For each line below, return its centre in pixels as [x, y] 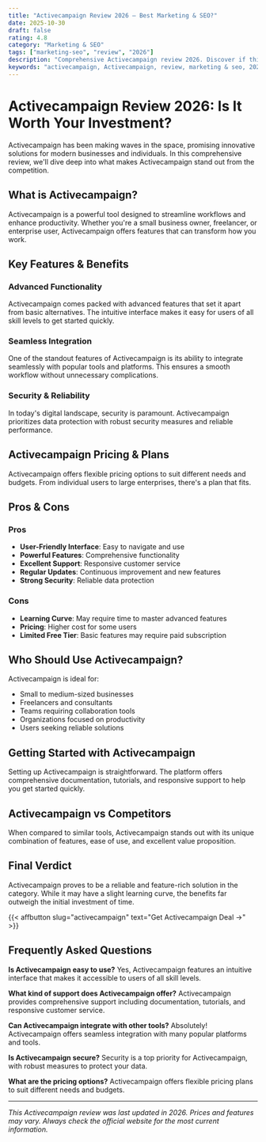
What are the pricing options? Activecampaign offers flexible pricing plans [131, 1081]
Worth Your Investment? [90, 123]
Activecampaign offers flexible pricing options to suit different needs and [127, 474]
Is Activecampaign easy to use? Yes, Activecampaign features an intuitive [130, 969]
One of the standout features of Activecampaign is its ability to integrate [126, 359]
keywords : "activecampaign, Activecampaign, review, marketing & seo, [127, 67]
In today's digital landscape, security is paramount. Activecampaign [119, 413]
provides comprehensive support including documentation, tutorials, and [127, 1001]
